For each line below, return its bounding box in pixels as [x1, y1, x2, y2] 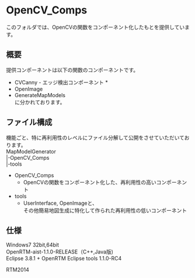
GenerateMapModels [14, 91, 66, 98]
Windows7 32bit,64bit [6, 241, 60, 249]
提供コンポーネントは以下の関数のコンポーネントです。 [6, 66, 139, 73]
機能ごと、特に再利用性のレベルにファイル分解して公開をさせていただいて [6, 134, 185, 141]
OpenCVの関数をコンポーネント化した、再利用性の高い [23, 179, 156, 186]
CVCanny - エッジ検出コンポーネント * [14, 78, 108, 85]
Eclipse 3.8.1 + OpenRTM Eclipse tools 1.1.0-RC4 [6, 255, 122, 262]
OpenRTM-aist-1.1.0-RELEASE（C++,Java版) [6, 248, 114, 255]
